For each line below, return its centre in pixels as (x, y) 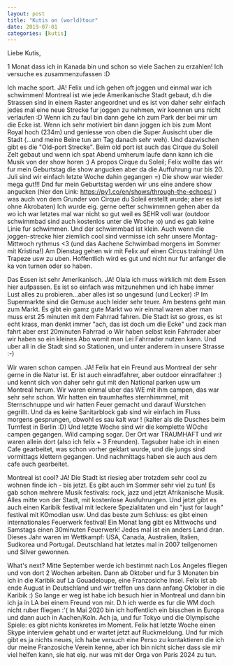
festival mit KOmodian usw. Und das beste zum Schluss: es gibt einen (108, 515)
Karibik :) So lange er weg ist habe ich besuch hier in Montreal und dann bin (116, 595)
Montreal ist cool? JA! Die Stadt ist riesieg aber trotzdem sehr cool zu (107, 478)
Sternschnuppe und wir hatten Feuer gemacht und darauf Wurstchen (107, 405)
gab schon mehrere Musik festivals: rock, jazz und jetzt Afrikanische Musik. (116, 493)
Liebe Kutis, (24, 53)
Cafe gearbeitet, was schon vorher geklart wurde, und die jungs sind (106, 449)
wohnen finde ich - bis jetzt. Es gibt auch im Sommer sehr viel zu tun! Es (111, 485)
